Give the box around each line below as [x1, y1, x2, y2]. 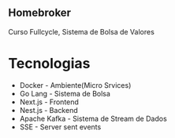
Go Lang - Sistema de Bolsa [19, 89, 110, 98]
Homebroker [8, 6, 72, 20]
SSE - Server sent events [19, 122, 102, 132]
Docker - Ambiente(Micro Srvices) [19, 80, 132, 89]
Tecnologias [8, 55, 91, 72]
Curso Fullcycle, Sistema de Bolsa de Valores [8, 27, 155, 36]
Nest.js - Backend [19, 105, 78, 114]
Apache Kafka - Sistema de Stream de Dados [19, 114, 167, 123]
